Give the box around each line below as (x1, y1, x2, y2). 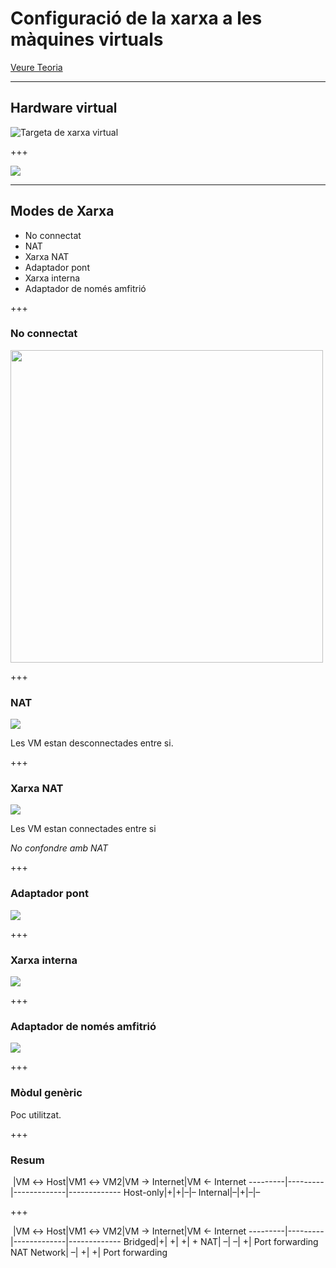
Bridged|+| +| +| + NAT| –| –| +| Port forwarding (123, 1235, 319, 1247)
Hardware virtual (10, 100, 118, 117)
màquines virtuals (10, 28, 164, 51)
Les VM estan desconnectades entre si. (10, 737, 174, 749)
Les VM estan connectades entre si (10, 823, 157, 835)
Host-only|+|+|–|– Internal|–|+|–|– (123, 1186, 261, 1198)
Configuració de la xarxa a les (10, 7, 263, 30)
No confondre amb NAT (10, 842, 109, 854)
